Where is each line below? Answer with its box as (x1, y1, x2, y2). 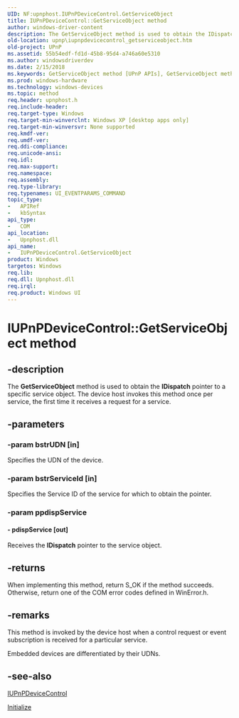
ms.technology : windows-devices (7, 84, 103, 91)
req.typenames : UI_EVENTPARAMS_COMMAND (7, 190, 126, 197)
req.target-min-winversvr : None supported (7, 123, 135, 131)
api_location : (7, 229, 50, 236)
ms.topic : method (7, 90, 59, 97)
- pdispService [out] (7, 525, 69, 534)
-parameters (7, 418, 65, 430)
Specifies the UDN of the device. (7, 456, 104, 465)
